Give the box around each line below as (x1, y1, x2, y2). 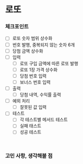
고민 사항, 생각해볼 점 (5, 153, 53, 160)
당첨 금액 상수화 (12, 48, 43, 54)
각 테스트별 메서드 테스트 (19, 117, 68, 123)
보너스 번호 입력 (19, 79, 51, 85)
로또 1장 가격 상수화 (19, 66, 58, 72)
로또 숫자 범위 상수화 (12, 35, 53, 41)
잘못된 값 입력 (19, 104, 47, 110)
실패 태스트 (19, 123, 41, 129)
